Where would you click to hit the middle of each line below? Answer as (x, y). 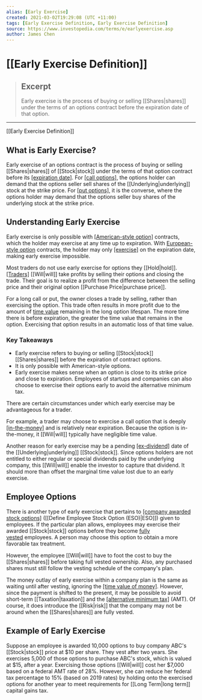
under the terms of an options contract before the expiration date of (105, 108)
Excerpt (36, 86)
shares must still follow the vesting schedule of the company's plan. (90, 568)
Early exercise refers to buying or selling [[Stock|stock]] (84, 353)
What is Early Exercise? (51, 150)
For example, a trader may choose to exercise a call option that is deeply (96, 422)
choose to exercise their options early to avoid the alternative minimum (103, 385)
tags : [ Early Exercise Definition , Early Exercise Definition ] (87, 23)
